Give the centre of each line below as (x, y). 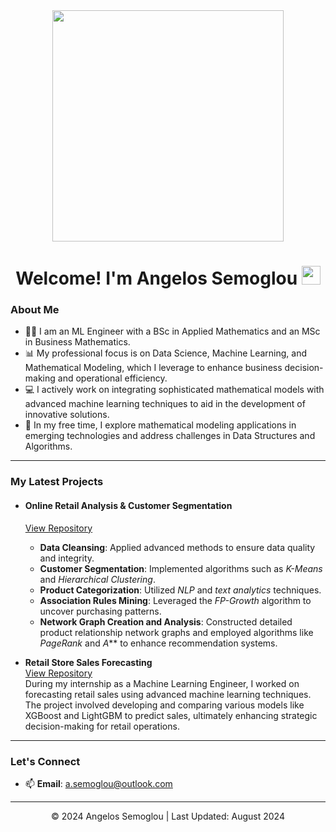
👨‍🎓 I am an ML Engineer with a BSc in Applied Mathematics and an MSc (172, 331)
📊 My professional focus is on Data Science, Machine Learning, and (166, 353)
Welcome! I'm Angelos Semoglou (156, 278)
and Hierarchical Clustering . (97, 579)
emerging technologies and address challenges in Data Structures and (170, 436)
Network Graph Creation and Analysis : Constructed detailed (166, 621)
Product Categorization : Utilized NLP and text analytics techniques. (180, 590)
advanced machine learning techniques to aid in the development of (165, 404)
